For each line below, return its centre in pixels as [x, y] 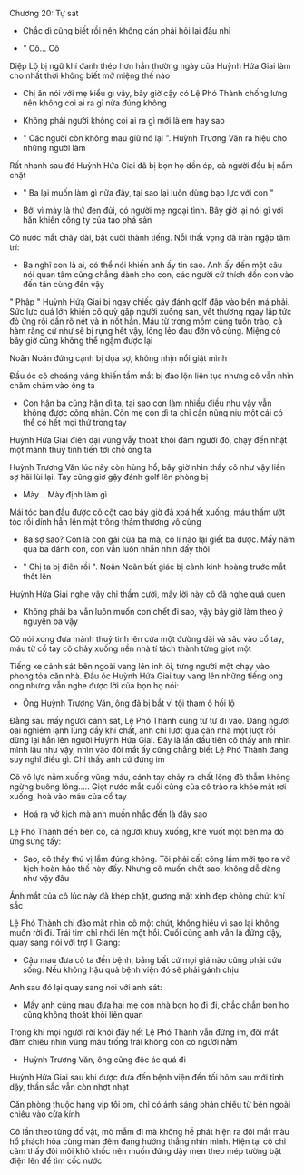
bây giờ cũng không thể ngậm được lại [81, 341]
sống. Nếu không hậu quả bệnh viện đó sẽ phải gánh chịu [130, 969]
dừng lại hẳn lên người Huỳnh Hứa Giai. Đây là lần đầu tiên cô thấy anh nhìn [150, 740]
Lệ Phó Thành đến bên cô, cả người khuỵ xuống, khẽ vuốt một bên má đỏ [147, 832]
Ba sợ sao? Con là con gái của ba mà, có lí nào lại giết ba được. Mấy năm [159, 539]
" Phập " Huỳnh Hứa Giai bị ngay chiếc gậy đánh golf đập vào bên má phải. [150, 302]
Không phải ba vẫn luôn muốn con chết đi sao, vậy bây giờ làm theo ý [153, 612]
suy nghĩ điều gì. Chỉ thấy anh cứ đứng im [87, 759]
